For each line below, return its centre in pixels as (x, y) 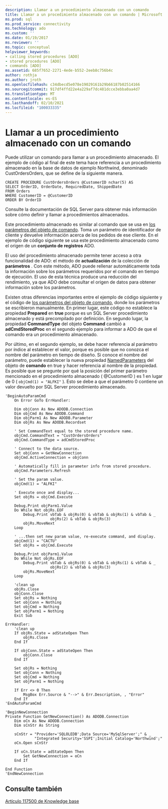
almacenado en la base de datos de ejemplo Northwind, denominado (76, 168)
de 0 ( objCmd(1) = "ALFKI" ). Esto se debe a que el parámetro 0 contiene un (84, 381)
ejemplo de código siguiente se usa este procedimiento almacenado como (82, 240)
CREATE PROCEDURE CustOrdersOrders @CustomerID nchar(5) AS (69, 182)
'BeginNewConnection (27, 712)
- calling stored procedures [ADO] (42, 56)
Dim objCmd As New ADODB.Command (49, 414)
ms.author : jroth (23, 80)
